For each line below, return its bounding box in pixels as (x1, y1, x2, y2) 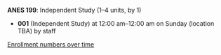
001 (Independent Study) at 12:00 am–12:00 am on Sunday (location (17, 19, 215, 27)
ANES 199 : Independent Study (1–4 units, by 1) (7, 6, 142, 14)
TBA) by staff (17, 27, 56, 35)
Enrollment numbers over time (7, 40, 95, 48)
